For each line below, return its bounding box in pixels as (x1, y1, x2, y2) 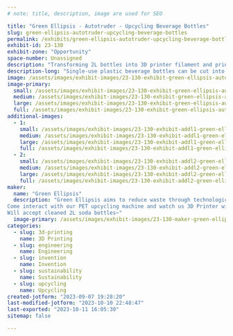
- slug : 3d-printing (13, 229, 73, 236)
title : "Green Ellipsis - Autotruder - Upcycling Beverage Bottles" (7, 22, 209, 30)
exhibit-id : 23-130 (7, 42, 64, 49)
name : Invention (19, 261, 67, 268)
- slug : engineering (13, 242, 73, 249)
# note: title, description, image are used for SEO (7, 10, 163, 17)
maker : (7, 184, 26, 191)
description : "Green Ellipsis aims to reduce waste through (13, 197, 191, 204)
